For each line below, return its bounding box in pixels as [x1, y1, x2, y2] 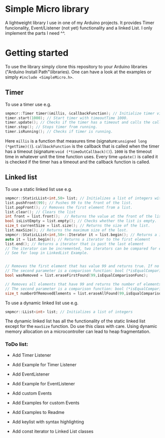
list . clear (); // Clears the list [5, 209, 76, 214]
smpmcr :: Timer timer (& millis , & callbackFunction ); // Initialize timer [5, 111, 155, 116]
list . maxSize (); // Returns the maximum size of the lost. [5, 228, 129, 233]
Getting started [5, 48, 69, 58]
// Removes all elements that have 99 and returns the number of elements [5, 282, 162, 287]
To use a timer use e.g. [5, 101, 52, 107]
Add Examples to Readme [12, 409, 65, 415]
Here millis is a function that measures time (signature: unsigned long [5, 138, 147, 144]
